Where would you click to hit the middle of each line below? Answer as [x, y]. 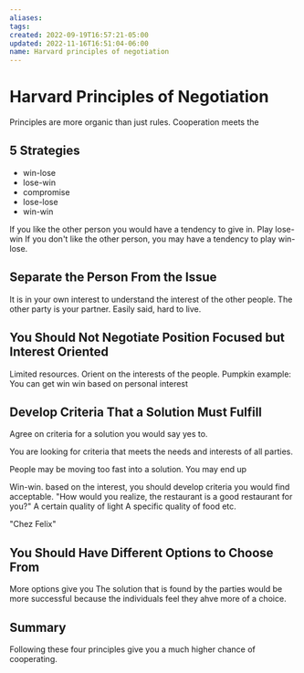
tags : [20, 26]
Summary [38, 627]
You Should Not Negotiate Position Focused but [147, 338]
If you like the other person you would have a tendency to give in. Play [142, 229]
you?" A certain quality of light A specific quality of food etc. [123, 506]
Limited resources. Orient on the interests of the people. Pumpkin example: [151, 374]
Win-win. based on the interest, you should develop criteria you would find [150, 487]
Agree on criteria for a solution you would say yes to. [109, 434]
